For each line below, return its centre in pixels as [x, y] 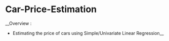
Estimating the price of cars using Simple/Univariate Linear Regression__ [88, 33]
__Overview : [18, 23]
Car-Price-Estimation [51, 9]
